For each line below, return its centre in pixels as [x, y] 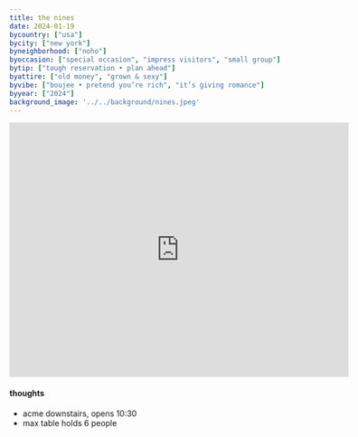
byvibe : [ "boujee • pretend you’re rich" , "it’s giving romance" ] [137, 85]
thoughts [27, 393]
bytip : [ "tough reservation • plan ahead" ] [93, 69]
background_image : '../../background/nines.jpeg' [105, 102]
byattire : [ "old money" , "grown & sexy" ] [89, 77]
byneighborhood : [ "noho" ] [58, 52]
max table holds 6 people [70, 423]
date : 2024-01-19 [42, 26]
